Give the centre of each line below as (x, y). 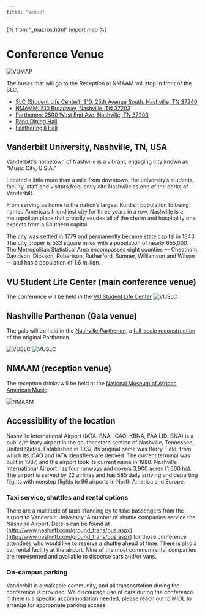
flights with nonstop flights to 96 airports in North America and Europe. (96, 481)
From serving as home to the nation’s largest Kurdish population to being (98, 205)
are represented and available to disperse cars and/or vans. (82, 556)
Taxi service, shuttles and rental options (67, 497)
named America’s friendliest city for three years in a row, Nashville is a (95, 212)
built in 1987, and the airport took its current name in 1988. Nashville (92, 462)
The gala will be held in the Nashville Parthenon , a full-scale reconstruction (101, 331)
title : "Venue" (26, 12)
